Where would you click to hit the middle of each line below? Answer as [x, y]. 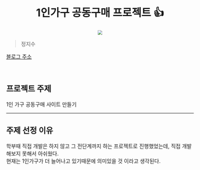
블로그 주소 [19, 57]
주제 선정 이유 [30, 130]
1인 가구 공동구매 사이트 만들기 [41, 104]
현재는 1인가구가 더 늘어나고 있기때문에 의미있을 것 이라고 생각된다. [83, 161]
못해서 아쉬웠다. [40, 153]
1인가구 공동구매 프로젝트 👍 [100, 13]
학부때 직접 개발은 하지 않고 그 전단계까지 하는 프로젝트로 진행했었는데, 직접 [93, 146]
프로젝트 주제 [29, 89]
